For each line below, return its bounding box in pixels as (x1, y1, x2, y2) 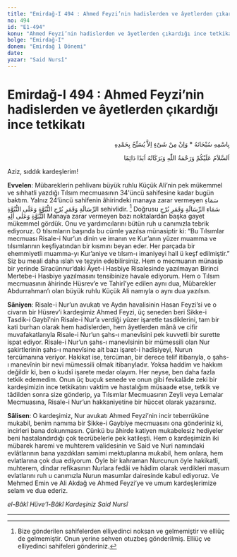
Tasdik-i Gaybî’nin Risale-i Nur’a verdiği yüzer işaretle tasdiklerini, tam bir (7, 315, 220, 324)
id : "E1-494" (7, 23, 46, 30)
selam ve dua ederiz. (7, 486, 68, 495)
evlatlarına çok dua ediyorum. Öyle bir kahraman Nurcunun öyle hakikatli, (7, 456, 220, 465)
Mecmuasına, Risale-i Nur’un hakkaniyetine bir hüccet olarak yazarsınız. (7, 398, 217, 406)
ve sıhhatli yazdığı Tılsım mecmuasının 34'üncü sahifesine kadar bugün (7, 188, 214, 197)
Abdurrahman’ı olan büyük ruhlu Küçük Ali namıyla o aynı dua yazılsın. (7, 287, 211, 295)
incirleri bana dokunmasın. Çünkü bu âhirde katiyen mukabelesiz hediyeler (7, 427, 224, 435)
